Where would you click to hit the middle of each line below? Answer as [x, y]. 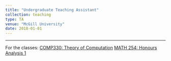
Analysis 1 [16, 53]
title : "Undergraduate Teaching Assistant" [52, 10]
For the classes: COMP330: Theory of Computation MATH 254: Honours [81, 48]
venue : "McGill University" [35, 24]
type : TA [15, 19]
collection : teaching [28, 15]
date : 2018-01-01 [24, 29]
